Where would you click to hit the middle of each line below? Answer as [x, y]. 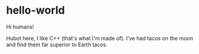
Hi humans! [20, 27]
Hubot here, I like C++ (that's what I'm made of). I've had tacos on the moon [100, 38]
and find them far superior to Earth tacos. [57, 45]
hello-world [36, 10]
